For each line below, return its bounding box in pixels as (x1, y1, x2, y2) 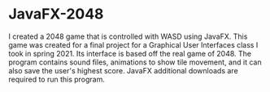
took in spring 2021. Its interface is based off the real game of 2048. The (8, 48, 252, 58)
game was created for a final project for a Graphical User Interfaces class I (8, 40, 259, 49)
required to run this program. (8, 74, 106, 84)
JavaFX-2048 (8, 5, 104, 23)
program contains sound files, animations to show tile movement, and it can (8, 57, 262, 67)
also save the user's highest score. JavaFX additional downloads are (8, 65, 238, 75)
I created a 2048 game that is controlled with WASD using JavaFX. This (8, 31, 248, 41)
